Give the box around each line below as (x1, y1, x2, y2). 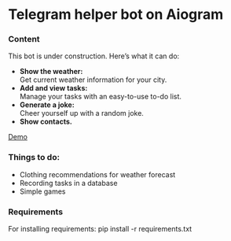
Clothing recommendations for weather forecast (19, 169, 176, 179)
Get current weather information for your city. (19, 75, 167, 84)
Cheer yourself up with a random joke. (19, 109, 144, 118)
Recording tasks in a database (19, 178, 118, 187)
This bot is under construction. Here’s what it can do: (8, 51, 180, 61)
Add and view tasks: (19, 83, 88, 93)
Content (8, 34, 41, 45)
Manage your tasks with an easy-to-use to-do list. (19, 92, 182, 102)
